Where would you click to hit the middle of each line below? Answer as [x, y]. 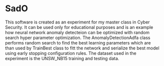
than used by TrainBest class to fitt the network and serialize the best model [82, 48]
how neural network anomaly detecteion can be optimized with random [77, 32]
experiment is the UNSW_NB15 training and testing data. [62, 58]
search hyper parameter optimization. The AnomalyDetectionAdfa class [78, 38]
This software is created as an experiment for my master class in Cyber [78, 22]
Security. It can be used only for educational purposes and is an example [79, 27]
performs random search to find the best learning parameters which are [78, 43]
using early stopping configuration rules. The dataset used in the [71, 53]
